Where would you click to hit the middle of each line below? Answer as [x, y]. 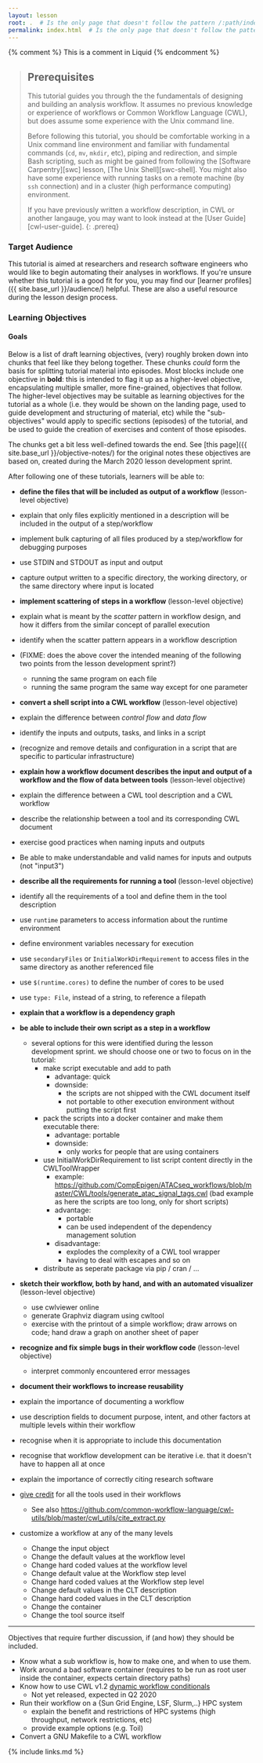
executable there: [71, 1126]
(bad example [232, 1193]
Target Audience [40, 247]
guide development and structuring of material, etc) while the [107, 412]
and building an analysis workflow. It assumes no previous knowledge [140, 104]
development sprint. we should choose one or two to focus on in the [141, 1051]
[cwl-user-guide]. [56, 227]
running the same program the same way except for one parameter [139, 687]
